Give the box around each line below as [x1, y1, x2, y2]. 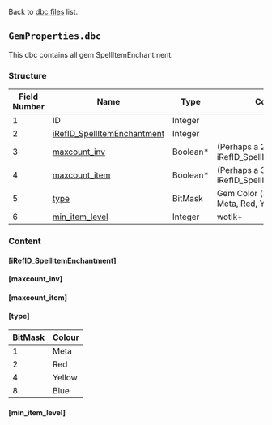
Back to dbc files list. [8, 7, 79, 16]
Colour [52, 332, 79, 343]
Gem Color [216, 188, 258, 200]
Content [8, 235, 42, 247]
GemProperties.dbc [8, 30, 101, 42]
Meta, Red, [216, 198, 258, 209]
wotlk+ [216, 211, 243, 222]
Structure [8, 70, 47, 81]
